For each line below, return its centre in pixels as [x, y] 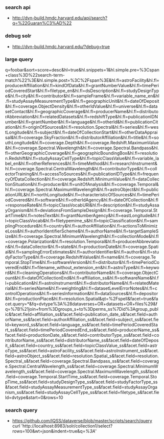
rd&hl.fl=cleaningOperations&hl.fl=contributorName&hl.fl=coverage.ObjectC [82, 273]
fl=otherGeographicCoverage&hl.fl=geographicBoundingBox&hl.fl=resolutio [82, 153]
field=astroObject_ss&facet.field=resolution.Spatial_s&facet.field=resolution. [82, 356]
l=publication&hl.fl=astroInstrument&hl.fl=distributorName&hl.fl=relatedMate [82, 283]
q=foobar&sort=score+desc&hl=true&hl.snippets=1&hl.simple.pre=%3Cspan [82, 69]
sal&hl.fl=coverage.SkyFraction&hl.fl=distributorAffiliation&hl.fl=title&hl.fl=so [82, 137]
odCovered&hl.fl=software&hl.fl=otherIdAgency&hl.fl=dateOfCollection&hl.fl [82, 200]
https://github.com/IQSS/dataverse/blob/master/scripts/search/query [82, 421]
